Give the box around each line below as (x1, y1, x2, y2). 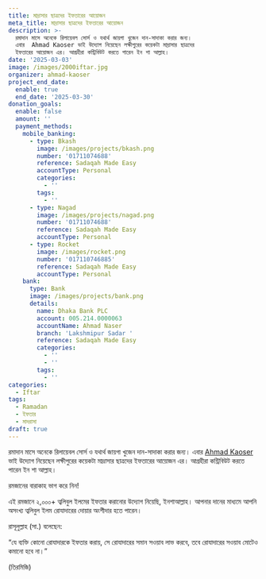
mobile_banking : (22, 129, 77, 137)
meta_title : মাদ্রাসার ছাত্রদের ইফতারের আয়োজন (8, 19, 123, 27)
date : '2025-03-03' (8, 56, 73, 64)
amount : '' (15, 115, 52, 123)
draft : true (8, 425, 48, 433)
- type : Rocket (29, 241, 80, 249)
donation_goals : (8, 100, 62, 108)
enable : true (15, 85, 59, 94)
